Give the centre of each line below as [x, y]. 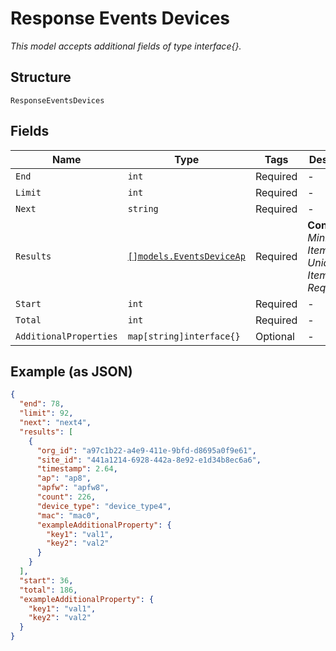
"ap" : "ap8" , [64, 478]
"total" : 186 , [48, 590]
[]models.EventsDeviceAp [186, 256]
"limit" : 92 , [46, 413]
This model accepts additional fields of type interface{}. [126, 46]
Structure [41, 77]
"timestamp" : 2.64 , [77, 469]
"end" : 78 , [42, 404]
